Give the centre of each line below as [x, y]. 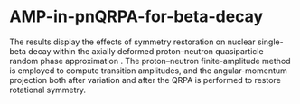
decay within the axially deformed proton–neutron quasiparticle [146, 51]
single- [270, 42]
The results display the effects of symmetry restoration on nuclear [132, 42]
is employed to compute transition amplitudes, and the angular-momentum [148, 71]
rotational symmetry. [48, 90]
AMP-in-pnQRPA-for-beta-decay [136, 17]
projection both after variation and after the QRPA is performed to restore [145, 80]
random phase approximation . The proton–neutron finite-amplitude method [150, 61]
